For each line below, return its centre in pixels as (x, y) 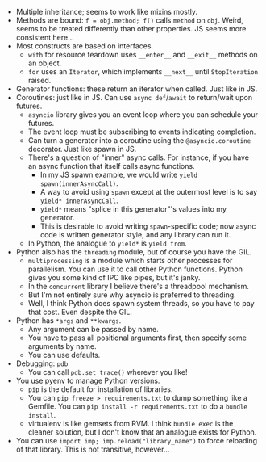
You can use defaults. (64, 355)
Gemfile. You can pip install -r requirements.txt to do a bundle (138, 406)
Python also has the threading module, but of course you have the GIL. (134, 252)
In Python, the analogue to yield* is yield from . (107, 243)
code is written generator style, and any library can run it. (135, 235)
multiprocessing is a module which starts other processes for (130, 260)
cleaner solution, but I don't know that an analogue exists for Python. (142, 432)
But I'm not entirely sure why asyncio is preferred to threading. (132, 295)
